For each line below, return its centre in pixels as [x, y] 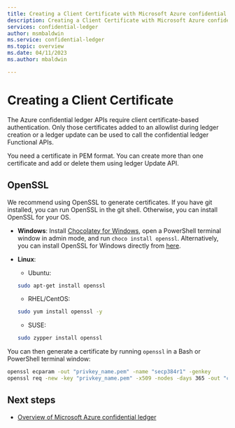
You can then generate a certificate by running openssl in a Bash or [104, 352]
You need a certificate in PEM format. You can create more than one [106, 156]
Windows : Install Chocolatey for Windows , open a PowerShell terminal [119, 230]
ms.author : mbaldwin [37, 60]
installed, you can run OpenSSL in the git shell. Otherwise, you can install [113, 209]
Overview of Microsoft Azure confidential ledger [87, 417]
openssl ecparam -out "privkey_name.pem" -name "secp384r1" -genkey [109, 372]
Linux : [27, 259]
